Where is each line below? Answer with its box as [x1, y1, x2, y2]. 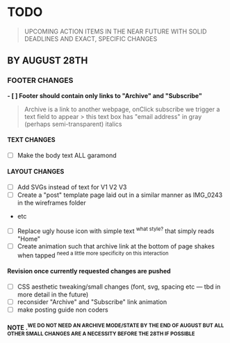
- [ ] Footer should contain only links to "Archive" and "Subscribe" [7, 91, 203, 99]
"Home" [17, 234, 40, 243]
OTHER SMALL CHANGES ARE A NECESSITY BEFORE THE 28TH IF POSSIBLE [7, 330, 195, 337]
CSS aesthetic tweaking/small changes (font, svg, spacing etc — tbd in [17, 282, 221, 291]
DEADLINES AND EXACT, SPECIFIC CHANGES [24, 34, 158, 42]
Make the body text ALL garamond [17, 151, 117, 159]
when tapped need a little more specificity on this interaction [17, 250, 169, 260]
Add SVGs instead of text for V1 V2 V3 [17, 183, 127, 191]
